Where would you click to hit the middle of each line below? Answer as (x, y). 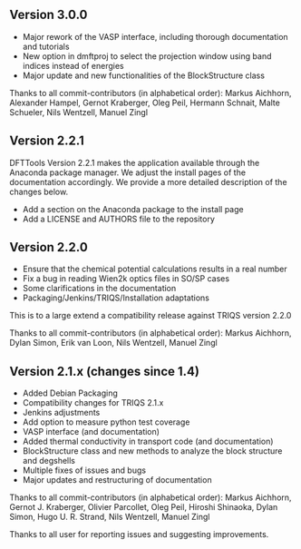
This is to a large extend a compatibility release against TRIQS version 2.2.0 (150, 316)
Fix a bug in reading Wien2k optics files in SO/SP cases (126, 279)
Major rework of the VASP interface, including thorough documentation (155, 36)
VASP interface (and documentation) (91, 432)
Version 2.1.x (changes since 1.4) (104, 371)
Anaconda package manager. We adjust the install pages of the (128, 172)
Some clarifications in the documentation (99, 289)
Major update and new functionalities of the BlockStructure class (144, 75)
